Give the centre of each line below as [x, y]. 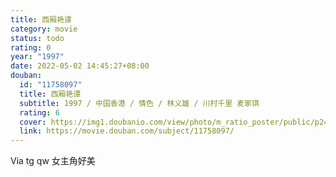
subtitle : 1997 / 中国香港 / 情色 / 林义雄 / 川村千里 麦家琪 [139, 103]
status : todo [37, 38]
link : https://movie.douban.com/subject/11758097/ [127, 131]
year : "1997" [37, 57]
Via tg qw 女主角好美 [53, 161]
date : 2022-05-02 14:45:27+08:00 [80, 66]
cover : [33, 122]
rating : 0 [31, 47]
